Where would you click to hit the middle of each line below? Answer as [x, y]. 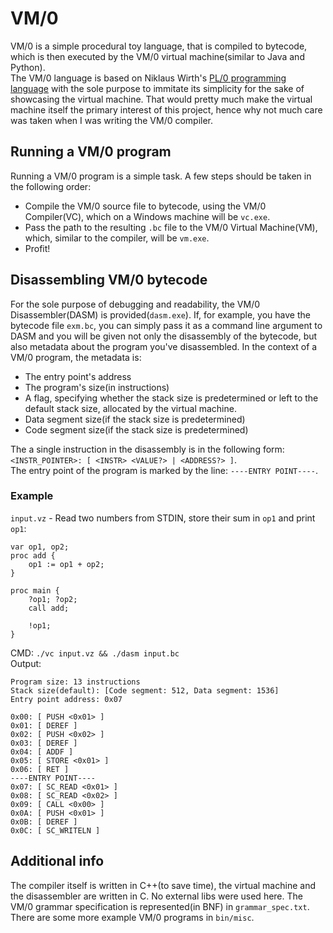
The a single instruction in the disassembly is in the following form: [147, 449]
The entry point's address [78, 376]
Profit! [37, 248]
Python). [28, 67]
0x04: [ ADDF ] [42, 752]
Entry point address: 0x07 [66, 699]
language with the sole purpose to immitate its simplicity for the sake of [157, 88]
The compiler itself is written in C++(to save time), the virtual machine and [163, 885]
